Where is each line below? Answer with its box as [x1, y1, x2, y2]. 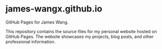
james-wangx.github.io [5, 3, 103, 14]
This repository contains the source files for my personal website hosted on [5, 28, 157, 34]
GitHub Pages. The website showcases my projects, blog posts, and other [5, 34, 154, 39]
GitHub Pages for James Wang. [5, 19, 69, 25]
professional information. [5, 38, 56, 44]
